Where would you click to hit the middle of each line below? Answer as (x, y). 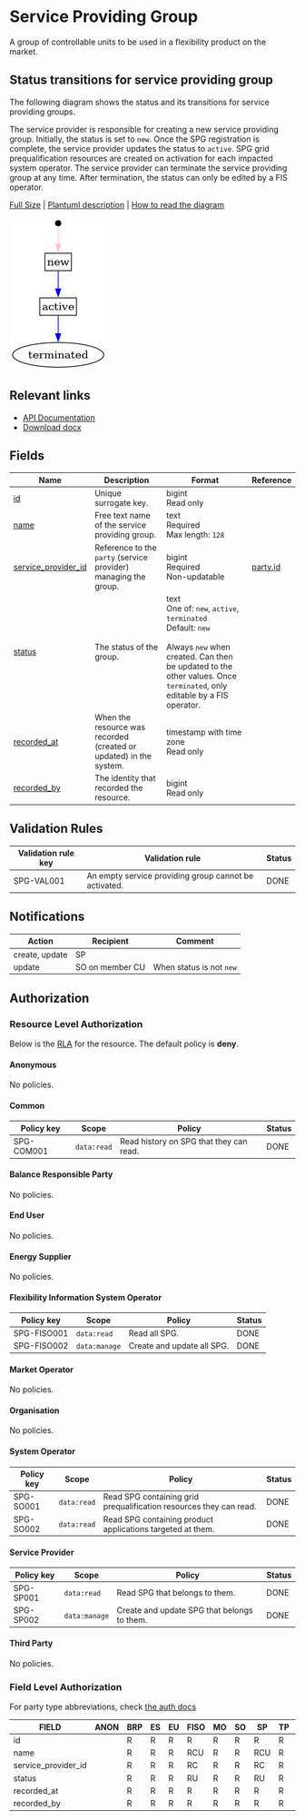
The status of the (127, 647)
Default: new (188, 628)
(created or (116, 747)
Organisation (34, 1410)
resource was (120, 727)
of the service (121, 525)
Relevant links (50, 396)
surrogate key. (122, 503)
